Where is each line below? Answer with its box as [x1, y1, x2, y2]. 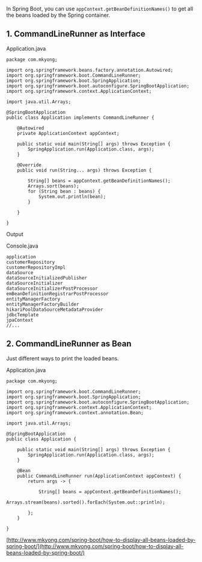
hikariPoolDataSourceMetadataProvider [6, 307, 103, 313]
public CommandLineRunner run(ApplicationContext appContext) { [17, 473, 182, 479]
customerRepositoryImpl [6, 264, 66, 270]
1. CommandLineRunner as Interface [6, 29, 145, 39]
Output [6, 230, 23, 237]
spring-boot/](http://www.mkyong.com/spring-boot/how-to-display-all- [6, 542, 184, 550]
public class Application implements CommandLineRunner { [6, 114, 155, 120]
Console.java [6, 242, 38, 249]
